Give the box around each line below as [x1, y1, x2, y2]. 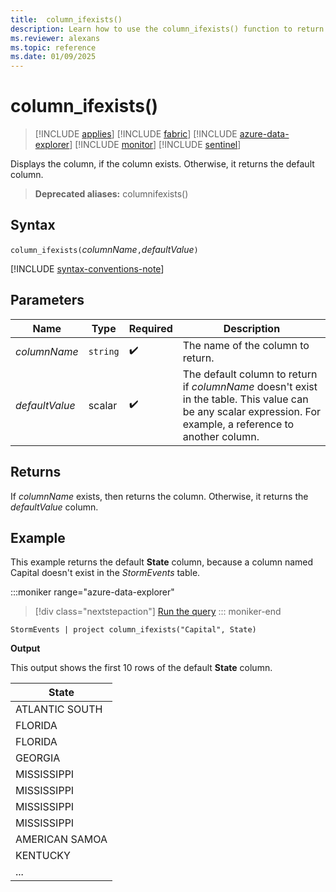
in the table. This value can [182, 392, 309, 406]
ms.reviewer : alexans [10, 33, 101, 43]
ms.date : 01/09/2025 [10, 52, 97, 62]
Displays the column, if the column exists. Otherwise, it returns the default [10, 158, 315, 170]
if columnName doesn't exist [182, 379, 318, 393]
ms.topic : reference [10, 42, 97, 53]
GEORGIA [15, 751, 61, 765]
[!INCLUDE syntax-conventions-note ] [10, 262, 165, 275]
